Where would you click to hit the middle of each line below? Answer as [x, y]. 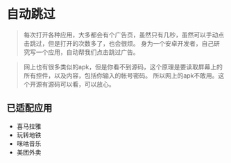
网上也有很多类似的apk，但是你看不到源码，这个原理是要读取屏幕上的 [123, 67]
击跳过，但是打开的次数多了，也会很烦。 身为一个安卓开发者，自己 [119, 43]
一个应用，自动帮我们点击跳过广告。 [87, 52]
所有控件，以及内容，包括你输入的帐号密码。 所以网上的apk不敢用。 [121, 75]
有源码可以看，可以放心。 [78, 84]
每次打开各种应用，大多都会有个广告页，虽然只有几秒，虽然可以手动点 [124, 35]
